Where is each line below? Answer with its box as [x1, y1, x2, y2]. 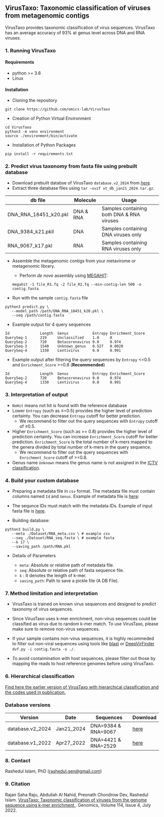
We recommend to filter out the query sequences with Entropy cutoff [19, 418, 158, 424]
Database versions [5, 702, 51, 708]
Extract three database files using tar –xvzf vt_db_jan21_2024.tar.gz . [12, 185, 155, 191]
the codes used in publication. [5, 689, 66, 695]
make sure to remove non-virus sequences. [12, 626, 100, 632]
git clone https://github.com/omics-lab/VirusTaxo [5, 107, 110, 112]
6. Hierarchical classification [5, 673, 75, 680]
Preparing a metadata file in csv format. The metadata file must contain [12, 488, 155, 494]
